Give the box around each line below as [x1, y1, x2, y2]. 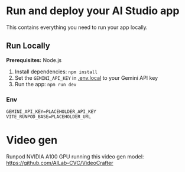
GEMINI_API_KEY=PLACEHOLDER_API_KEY [6, 109, 96, 115]
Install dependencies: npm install [14, 68, 98, 75]
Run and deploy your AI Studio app [6, 4, 180, 18]
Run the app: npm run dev [14, 80, 77, 87]
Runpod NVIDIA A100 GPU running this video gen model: [6, 152, 144, 160]
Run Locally [6, 41, 50, 51]
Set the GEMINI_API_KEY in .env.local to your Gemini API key [14, 74, 158, 81]
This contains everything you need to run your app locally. [6, 24, 148, 31]
